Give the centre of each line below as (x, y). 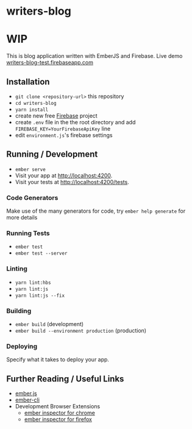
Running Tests (28, 233)
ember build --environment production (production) (81, 330)
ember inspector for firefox (58, 419)
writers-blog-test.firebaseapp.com (50, 63)
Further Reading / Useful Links (65, 379)
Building (19, 311)
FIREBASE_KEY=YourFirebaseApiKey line (63, 129)
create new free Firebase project (56, 115)
